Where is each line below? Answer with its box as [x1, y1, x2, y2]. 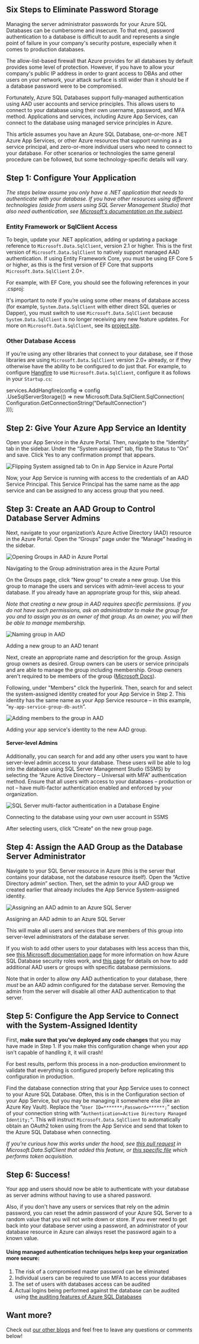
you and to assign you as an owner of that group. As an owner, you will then [6, 613, 193, 620]
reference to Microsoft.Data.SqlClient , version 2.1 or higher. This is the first [6, 242, 192, 249]
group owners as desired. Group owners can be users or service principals [6, 660, 189, 667]
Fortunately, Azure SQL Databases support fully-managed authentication [6, 94, 184, 101]
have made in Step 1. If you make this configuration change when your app [6, 1042, 188, 1049]
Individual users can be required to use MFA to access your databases [14, 1274, 187, 1281]
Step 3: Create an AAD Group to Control [6, 504, 156, 514]
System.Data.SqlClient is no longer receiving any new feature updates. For [6, 316, 190, 323]
